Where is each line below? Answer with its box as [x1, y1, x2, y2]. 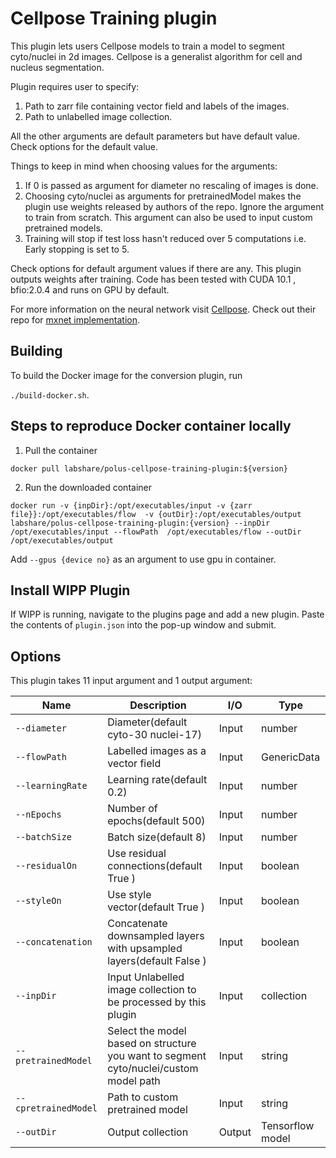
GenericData [261, 750, 321, 764]
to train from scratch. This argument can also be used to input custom [24, 211, 313, 223]
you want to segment [107, 1049, 207, 1063]
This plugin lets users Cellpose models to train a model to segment [10, 40, 285, 52]
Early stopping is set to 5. [24, 243, 130, 255]
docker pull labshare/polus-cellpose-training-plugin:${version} [10, 463, 288, 474]
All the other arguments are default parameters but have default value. [10, 130, 300, 142]
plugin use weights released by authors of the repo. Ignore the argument [24, 200, 325, 212]
